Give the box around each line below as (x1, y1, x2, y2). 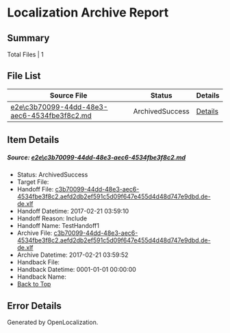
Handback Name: (16, 273, 66, 281)
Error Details (7, 300, 62, 312)
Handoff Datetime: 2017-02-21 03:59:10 (16, 207, 129, 216)
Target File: (16, 178, 49, 186)
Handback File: (16, 258, 60, 266)
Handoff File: (16, 185, 54, 194)
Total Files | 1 (7, 50, 44, 58)
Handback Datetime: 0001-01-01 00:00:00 (16, 266, 137, 274)
